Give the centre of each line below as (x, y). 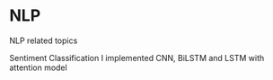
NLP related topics (44, 40)
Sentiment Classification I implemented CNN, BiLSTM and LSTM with (137, 58)
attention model (38, 67)
